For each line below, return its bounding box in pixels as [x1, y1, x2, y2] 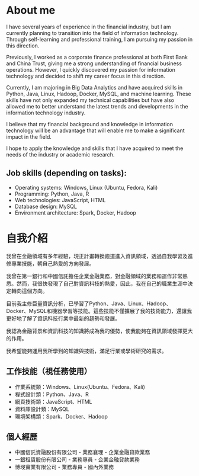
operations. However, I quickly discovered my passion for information [6, 66, 176, 73]
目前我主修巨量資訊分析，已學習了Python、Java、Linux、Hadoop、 [6, 300, 172, 307]
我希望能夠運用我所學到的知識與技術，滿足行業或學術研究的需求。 [6, 347, 167, 354]
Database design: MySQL [14, 203, 77, 210]
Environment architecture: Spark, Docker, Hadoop [14, 209, 136, 216]
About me [6, 4, 56, 17]
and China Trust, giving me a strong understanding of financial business [6, 60, 182, 67]
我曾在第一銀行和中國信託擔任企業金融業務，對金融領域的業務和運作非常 [6, 272, 182, 279]
